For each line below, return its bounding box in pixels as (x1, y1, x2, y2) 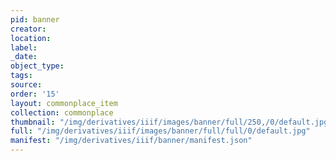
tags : (10, 71, 33, 81)
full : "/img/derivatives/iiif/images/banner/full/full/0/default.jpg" (10, 126, 311, 136)
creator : (10, 24, 47, 34)
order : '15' (10, 89, 60, 99)
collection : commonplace (10, 107, 114, 118)
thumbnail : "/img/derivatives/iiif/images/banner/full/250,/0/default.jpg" (10, 117, 333, 127)
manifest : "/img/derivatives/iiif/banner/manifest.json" (10, 136, 253, 146)
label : (10, 42, 38, 53)
